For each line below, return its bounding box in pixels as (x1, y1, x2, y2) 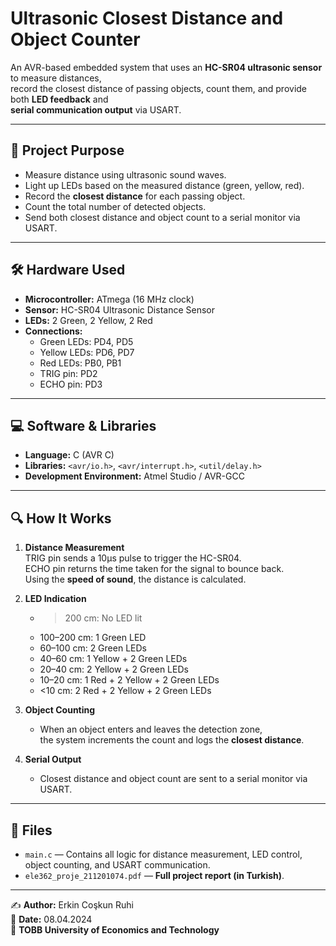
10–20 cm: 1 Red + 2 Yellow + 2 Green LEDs (39, 674, 220, 686)
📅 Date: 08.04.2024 (10, 913, 93, 925)
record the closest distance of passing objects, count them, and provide (10, 82, 308, 94)
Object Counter (10, 28, 141, 51)
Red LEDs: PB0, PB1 (39, 357, 122, 369)
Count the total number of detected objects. (24, 200, 207, 212)
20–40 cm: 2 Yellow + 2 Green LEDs (39, 663, 189, 676)
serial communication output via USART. (10, 103, 182, 116)
